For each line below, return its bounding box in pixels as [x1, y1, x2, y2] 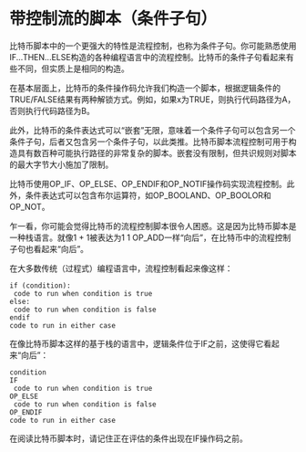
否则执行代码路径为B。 [9, 105, 96, 116]
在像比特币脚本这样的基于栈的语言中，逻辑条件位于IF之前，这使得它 [9, 338, 264, 349]
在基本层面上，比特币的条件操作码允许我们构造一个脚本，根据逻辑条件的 [9, 82, 280, 93]
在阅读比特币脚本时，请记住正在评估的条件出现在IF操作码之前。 [9, 433, 249, 444]
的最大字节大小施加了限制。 [9, 159, 114, 170]
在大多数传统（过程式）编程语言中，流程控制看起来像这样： [9, 262, 233, 274]
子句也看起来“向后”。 [9, 243, 89, 254]
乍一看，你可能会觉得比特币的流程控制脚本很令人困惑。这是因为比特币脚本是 [9, 220, 297, 231]
